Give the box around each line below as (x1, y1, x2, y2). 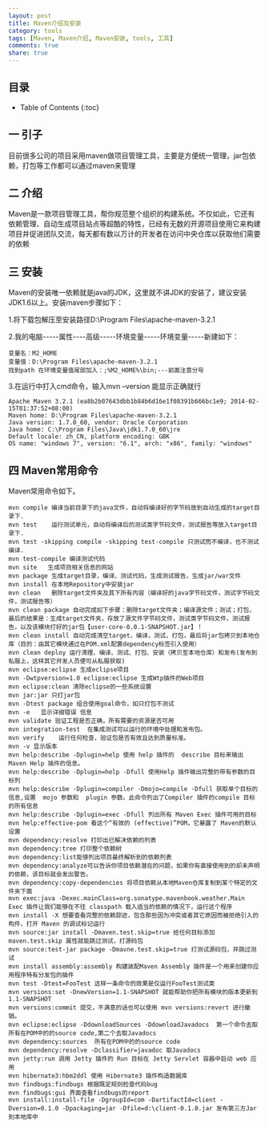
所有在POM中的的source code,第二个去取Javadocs (8, 1029, 157, 1037)
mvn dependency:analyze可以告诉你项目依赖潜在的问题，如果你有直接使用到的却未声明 (8, 862, 260, 870)
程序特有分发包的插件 (14, 972, 74, 980)
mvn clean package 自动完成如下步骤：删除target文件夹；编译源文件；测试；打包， (8, 607, 255, 615)
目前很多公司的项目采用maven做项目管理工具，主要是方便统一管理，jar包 (8, 150, 250, 160)
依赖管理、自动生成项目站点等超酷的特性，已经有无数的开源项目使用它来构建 (8, 219, 261, 229)
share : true (8, 49, 48, 57)
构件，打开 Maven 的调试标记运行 (8, 920, 106, 928)
